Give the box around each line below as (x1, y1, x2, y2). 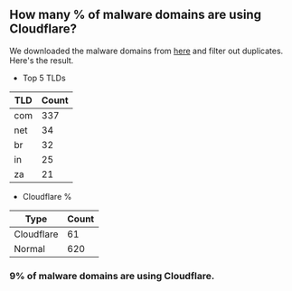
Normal (14, 242, 45, 255)
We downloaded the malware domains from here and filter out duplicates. (9, 45, 284, 56)
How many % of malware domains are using (9, 7, 262, 23)
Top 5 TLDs (22, 72, 66, 83)
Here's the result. (9, 54, 74, 66)
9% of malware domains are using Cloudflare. (9, 269, 215, 282)
